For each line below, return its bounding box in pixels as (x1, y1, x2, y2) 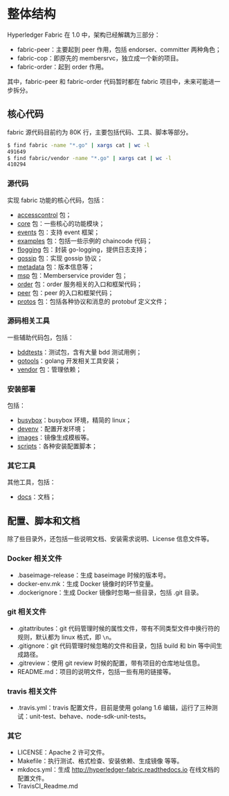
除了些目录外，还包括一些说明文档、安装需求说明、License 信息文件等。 (7, 535, 213, 543)
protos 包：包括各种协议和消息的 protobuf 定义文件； (17, 297, 169, 306)
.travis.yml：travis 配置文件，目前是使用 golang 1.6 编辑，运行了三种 (17, 704, 212, 712)
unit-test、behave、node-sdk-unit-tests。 (29, 712, 150, 720)
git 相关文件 (7, 607, 47, 617)
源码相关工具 (7, 316, 51, 326)
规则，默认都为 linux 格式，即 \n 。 (17, 633, 116, 641)
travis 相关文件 (7, 687, 57, 696)
